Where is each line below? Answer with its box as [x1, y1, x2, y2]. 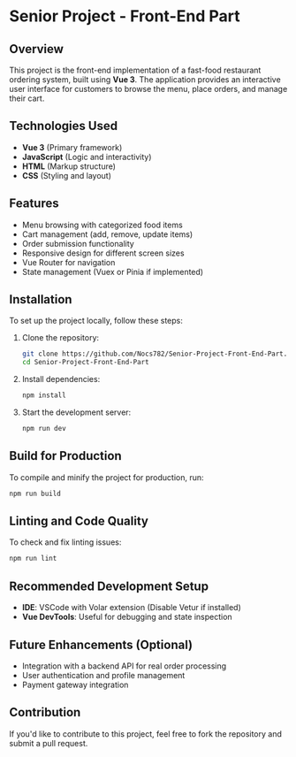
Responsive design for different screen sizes [21, 248, 185, 258]
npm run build [9, 489, 62, 498]
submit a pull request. [9, 738, 88, 748]
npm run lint [9, 554, 57, 563]
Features [9, 196, 59, 211]
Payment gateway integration [21, 679, 129, 690]
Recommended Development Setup [9, 578, 209, 593]
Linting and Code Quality [9, 514, 148, 529]
